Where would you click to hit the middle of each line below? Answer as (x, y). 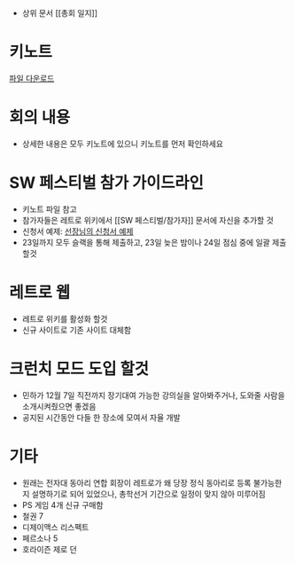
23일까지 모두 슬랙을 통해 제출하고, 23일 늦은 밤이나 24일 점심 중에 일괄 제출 (154, 242)
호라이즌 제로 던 (49, 549)
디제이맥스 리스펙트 (55, 527)
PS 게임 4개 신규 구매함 (62, 504)
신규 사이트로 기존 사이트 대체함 (76, 330)
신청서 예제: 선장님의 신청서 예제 (78, 231)
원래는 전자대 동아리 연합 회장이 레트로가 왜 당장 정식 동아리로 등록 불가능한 (152, 482)
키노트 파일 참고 (49, 209)
